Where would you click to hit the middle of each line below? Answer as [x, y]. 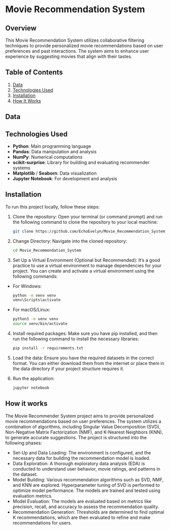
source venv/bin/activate [40, 324]
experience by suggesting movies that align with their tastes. [69, 56]
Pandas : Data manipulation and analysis [55, 152]
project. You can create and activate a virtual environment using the [83, 271]
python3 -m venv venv [36, 319]
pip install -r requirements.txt [48, 348]
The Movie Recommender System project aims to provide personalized [79, 416]
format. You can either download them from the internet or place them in [88, 363]
